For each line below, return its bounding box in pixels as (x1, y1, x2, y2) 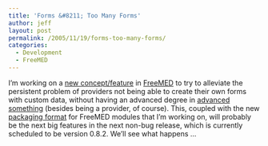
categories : (8, 41, 48, 49)
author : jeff (8, 19, 52, 27)
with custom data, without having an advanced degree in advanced (8, 95, 230, 105)
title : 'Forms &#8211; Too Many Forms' (8, 11, 142, 20)
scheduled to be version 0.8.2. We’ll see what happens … (8, 128, 197, 138)
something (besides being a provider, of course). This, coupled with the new (8, 103, 260, 112)
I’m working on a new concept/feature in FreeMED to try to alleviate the (8, 77, 243, 88)
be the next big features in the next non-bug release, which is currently (8, 120, 243, 130)
